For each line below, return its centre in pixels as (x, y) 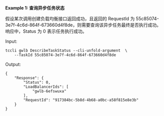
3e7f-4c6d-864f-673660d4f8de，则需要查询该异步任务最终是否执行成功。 (83, 25)
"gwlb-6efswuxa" (49, 91)
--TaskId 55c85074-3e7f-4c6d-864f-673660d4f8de (65, 55)
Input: (11, 41)
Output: (13, 64)
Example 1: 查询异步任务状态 (35, 8)
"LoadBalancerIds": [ (46, 87)
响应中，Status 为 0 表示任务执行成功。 (46, 31)
